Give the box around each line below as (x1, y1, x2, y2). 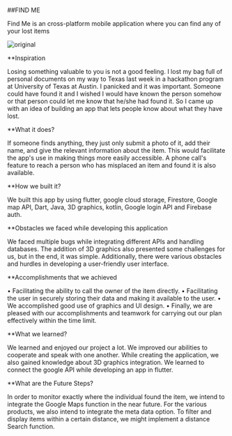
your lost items (7, 27, 50, 35)
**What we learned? (7, 330, 68, 338)
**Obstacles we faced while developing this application (7, 224, 169, 232)
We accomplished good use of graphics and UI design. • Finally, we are (7, 301, 212, 310)
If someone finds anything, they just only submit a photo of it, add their (7, 139, 211, 147)
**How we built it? (7, 182, 61, 190)
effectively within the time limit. (7, 317, 97, 324)
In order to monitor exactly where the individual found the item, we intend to (7, 393, 225, 400)
